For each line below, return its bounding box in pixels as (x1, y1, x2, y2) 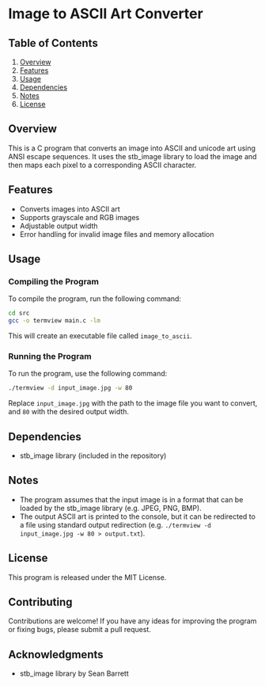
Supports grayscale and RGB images (19, 212, 140, 222)
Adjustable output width (19, 221, 98, 231)
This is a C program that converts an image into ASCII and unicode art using (8, 143, 256, 153)
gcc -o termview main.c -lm (8, 317, 101, 325)
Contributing (8, 596, 73, 609)
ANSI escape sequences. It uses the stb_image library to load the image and (8, 151, 257, 161)
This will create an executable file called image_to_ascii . (8, 331, 192, 341)
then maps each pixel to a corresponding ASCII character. (8, 160, 197, 170)
